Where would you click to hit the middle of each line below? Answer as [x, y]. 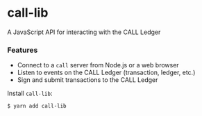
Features [23, 50]
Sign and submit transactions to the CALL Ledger [87, 80]
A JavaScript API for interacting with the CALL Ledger [84, 32]
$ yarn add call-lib [37, 106]
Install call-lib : [30, 93]
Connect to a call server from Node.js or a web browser [98, 65]
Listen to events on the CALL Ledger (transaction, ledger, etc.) [106, 73]
